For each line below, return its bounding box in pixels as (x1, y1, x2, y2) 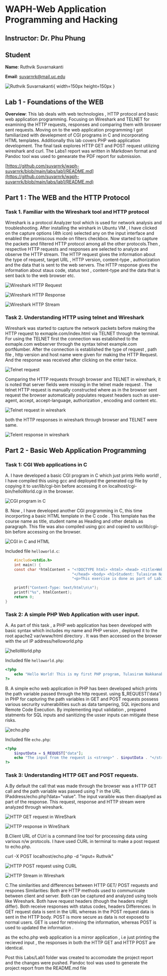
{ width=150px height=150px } (53, 83, 115, 89)
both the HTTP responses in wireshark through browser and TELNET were (5, 417, 158, 423)
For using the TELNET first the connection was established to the (5, 336, 139, 342)
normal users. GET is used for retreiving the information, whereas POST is (5, 919, 157, 925)
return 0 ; (14, 594, 35, 599)
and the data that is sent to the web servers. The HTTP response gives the (5, 262, 158, 268)
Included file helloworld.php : (5, 658, 65, 664)
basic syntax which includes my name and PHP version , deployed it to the (5, 628, 158, 634)
